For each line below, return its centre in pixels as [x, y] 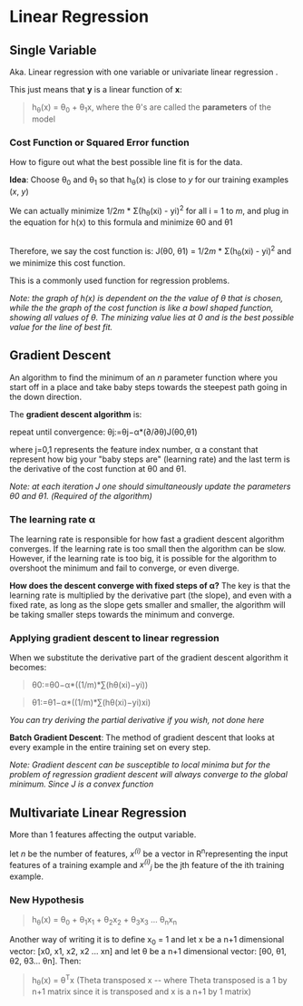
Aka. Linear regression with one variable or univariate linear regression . [144, 72]
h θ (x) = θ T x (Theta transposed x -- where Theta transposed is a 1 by [159, 981]
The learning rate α [53, 519]
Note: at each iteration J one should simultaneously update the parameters [150, 486]
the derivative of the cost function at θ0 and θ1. [98, 468]
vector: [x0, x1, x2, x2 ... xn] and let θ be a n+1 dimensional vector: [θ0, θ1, [148, 952]
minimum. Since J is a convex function [82, 784]
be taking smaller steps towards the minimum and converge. [122, 614]
